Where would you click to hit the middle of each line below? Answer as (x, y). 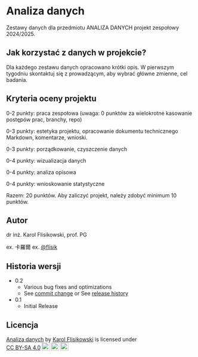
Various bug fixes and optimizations (68, 287)
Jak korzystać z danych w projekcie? (76, 53)
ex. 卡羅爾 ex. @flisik (32, 247)
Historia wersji (34, 266)
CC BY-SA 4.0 (24, 347)
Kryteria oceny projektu (51, 99)
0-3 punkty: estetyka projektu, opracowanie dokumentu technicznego (92, 131)
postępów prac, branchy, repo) (44, 119)
